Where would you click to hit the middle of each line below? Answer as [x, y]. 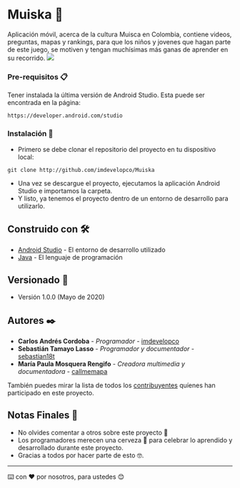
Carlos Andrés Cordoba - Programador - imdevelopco [99, 341]
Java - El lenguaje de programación [70, 258]
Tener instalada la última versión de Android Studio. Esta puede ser [106, 95]
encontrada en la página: [44, 103]
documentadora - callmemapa [62, 371]
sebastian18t [36, 356]
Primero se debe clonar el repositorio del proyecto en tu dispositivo [117, 149]
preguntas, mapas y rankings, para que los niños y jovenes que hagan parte [119, 41]
